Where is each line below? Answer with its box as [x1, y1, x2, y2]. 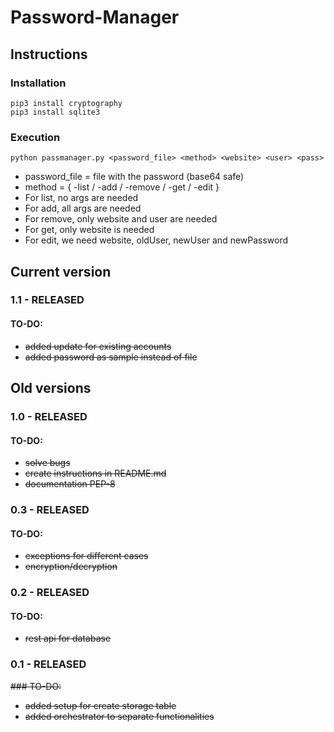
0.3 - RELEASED [10, 503, 90, 517]
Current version [10, 263, 112, 280]
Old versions [10, 380, 92, 397]
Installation [10, 76, 67, 90]
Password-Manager [10, 6, 180, 29]
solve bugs [24, 457, 71, 469]
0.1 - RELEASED [10, 657, 87, 671]
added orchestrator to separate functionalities [24, 710, 215, 722]
